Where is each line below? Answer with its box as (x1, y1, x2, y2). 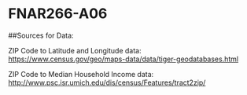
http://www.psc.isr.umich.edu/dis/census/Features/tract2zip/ (8, 78, 206, 87)
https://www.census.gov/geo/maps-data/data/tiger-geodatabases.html (8, 54, 238, 64)
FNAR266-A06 (8, 5, 108, 23)
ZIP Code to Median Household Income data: (8, 69, 154, 79)
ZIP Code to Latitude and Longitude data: (8, 46, 142, 55)
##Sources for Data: (8, 31, 74, 40)
